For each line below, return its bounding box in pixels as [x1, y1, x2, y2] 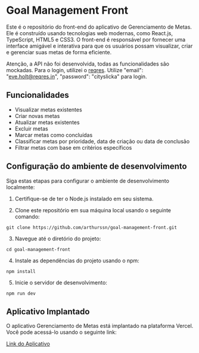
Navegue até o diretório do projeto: [14, 235, 101, 242]
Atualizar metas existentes [14, 119, 80, 126]
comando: [14, 213, 40, 220]
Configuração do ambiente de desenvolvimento [6, 162, 187, 172]
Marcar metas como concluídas [14, 131, 93, 138]
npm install [6, 268, 36, 274]
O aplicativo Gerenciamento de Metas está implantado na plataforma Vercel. [6, 323, 194, 330]
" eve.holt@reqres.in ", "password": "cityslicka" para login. [6, 73, 147, 80]
